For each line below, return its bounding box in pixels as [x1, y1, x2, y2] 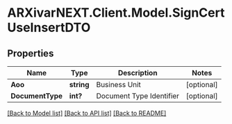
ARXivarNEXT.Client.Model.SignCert [7, 5, 225, 21]
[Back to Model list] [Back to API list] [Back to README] [7, 109, 167, 117]
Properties [7, 47, 54, 59]
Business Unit [96, 80, 141, 89]
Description [117, 68, 158, 77]
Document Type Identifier [96, 91, 179, 100]
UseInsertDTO [7, 20, 91, 36]
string [69, 80, 90, 89]
